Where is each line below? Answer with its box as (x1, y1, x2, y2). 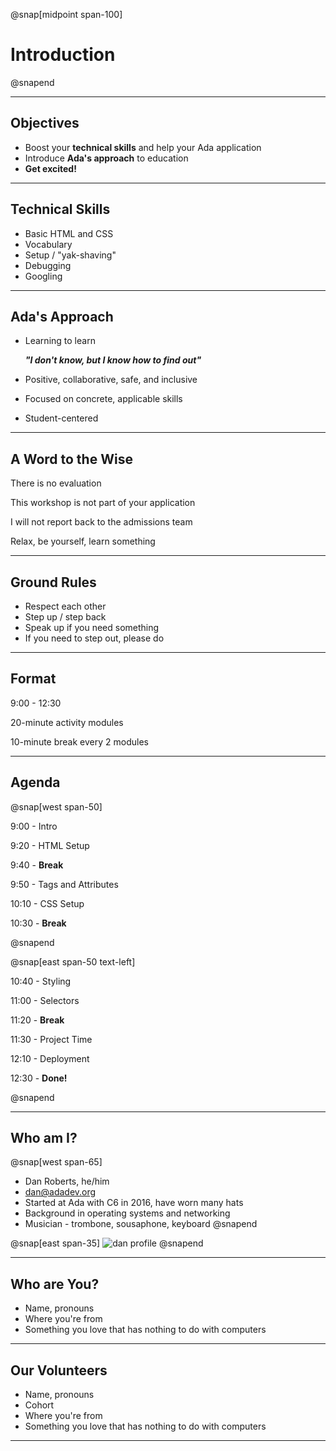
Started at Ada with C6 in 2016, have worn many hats (24, 1197, 244, 1209)
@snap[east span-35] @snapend (10, 1237, 204, 1249)
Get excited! (24, 162, 77, 174)
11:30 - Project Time (10, 1033, 93, 1045)
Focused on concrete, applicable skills (24, 393, 183, 405)
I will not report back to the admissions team (10, 516, 193, 528)
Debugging (24, 259, 72, 271)
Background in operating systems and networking (24, 1207, 231, 1219)
